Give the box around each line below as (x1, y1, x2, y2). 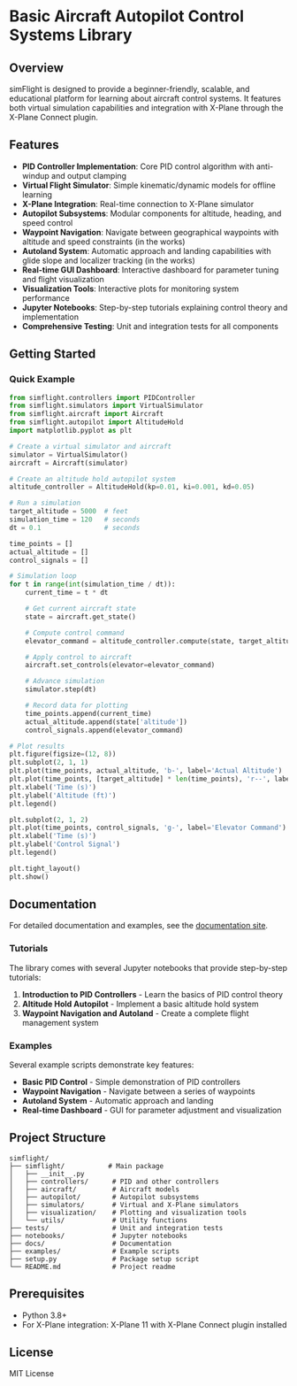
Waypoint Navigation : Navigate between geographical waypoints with (21, 227, 279, 237)
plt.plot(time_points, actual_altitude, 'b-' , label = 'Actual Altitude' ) (9, 766, 283, 775)
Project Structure (9, 1130, 106, 1145)
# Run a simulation (9, 498, 81, 508)
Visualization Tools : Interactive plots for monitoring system (21, 283, 240, 294)
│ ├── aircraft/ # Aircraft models (9, 1184, 179, 1194)
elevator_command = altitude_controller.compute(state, (25, 636, 236, 645)
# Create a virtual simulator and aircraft (9, 442, 172, 450)
